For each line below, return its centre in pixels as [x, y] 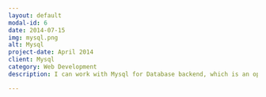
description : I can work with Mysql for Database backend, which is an [129, 74]
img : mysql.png [33, 37]
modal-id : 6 [28, 23]
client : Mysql [32, 60]
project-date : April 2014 [51, 52]
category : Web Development [53, 67]
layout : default [35, 15]
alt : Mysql [26, 45]
